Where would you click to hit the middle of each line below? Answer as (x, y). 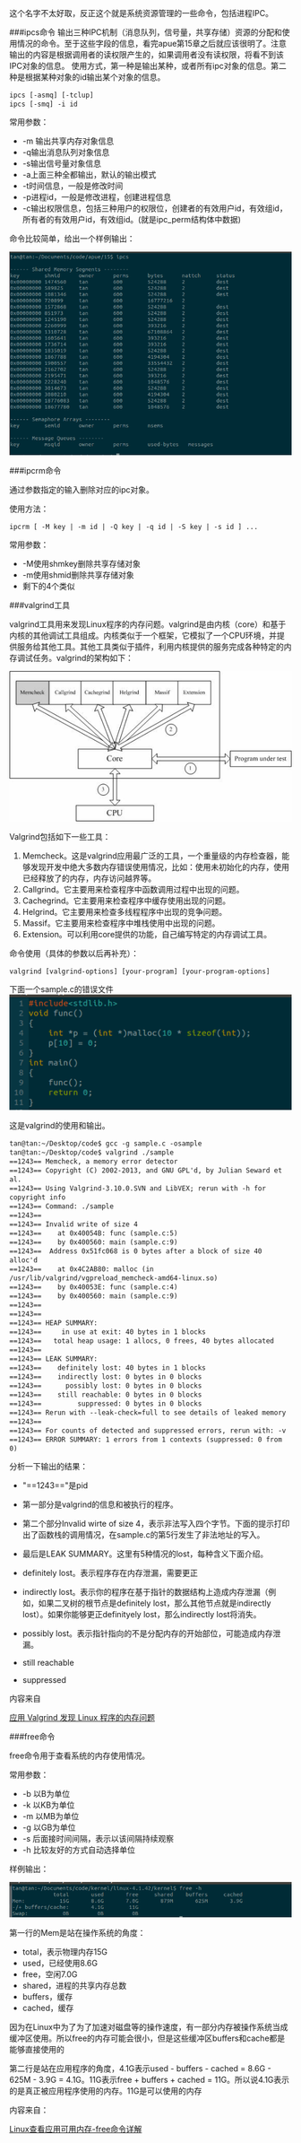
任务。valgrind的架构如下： (83, 658)
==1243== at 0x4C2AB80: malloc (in (82, 1269)
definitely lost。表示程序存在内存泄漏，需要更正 (110, 1572)
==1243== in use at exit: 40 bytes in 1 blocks (107, 1332)
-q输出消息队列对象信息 (66, 152)
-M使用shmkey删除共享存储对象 (81, 564)
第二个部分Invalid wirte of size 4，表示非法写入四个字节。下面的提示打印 (156, 1523)
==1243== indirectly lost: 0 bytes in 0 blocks (106, 1376)
